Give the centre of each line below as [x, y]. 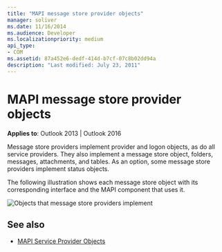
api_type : [21, 46]
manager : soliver [32, 20]
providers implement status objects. [58, 169]
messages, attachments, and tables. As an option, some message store [109, 161]
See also [26, 225]
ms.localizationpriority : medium [55, 39]
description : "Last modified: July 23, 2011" [74, 65]
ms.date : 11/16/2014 [37, 26]
